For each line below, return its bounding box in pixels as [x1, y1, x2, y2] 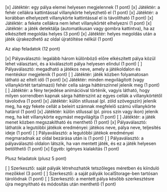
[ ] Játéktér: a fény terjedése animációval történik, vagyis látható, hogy [5, 87, 150, 93]
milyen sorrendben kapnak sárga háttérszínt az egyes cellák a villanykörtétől [5, 92, 163, 98]
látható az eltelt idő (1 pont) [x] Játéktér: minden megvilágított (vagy [5, 77, 145, 82]
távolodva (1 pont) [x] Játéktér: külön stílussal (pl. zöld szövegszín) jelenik [5, 98, 157, 104]
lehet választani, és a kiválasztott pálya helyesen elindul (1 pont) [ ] [5, 61, 143, 66]
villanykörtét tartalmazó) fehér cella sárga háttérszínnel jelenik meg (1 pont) [5, 82, 160, 88]
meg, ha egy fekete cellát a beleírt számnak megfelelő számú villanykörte [5, 103, 156, 109]
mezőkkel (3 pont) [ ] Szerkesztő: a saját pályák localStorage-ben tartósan [5, 170, 158, 176]
